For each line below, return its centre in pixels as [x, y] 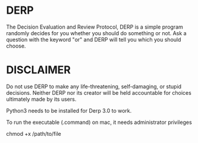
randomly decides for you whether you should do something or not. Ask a [96, 33]
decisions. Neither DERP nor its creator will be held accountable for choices [99, 92]
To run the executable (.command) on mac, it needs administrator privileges [99, 122]
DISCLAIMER [39, 70]
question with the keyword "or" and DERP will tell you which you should [94, 39]
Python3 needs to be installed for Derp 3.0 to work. [69, 110]
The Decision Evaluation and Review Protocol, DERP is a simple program [95, 27]
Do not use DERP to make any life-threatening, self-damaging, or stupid [94, 86]
